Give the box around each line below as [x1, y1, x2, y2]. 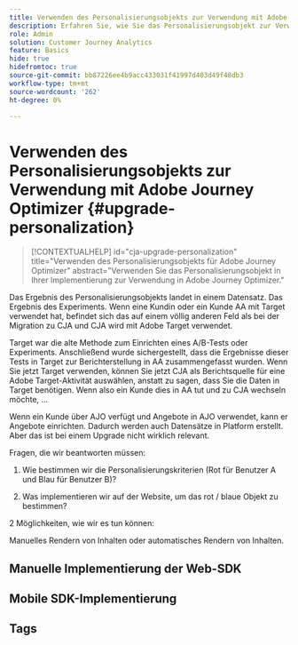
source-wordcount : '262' [9, 87, 101, 96]
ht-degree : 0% [9, 95, 62, 105]
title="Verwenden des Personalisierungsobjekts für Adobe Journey [30, 256, 277, 267]
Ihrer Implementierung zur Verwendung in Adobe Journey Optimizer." [30, 275, 285, 285]
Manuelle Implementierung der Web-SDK [9, 561, 242, 576]
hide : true [9, 54, 50, 63]
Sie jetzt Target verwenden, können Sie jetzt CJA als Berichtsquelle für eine [9, 366, 286, 377]
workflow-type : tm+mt [9, 79, 90, 88]
